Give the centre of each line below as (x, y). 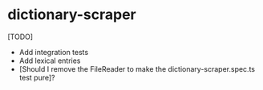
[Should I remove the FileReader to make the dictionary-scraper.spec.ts (137, 68)
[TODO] (20, 37)
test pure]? (37, 77)
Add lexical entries (50, 61)
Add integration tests (54, 52)
